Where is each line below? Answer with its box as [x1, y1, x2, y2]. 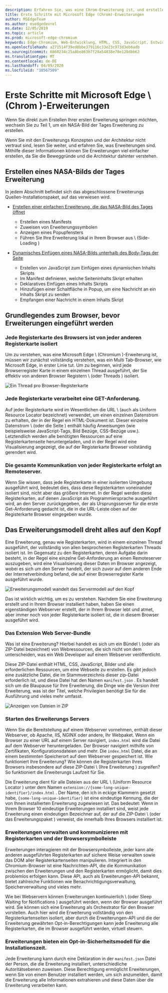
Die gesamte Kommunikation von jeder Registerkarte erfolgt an [5, 461, 162, 468]
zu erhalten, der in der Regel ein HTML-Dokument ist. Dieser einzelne [5, 417, 148, 423]
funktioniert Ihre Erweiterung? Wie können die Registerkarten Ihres [5, 759, 142, 765]
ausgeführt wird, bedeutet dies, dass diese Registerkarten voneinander [5, 484, 152, 491]
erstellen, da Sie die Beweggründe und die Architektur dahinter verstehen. [5, 153, 158, 159]
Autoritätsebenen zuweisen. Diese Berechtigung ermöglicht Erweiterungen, [5, 966, 161, 972]
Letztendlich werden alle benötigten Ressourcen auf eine [5, 433, 122, 439]
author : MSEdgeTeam [5, 17, 46, 22]
